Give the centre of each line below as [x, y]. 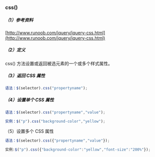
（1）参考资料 [19, 20]
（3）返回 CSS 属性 [25, 76]
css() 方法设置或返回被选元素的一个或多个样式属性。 [59, 63]
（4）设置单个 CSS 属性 [30, 100]
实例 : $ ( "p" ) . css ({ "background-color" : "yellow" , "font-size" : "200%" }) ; [78, 150]
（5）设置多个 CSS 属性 [30, 131]
